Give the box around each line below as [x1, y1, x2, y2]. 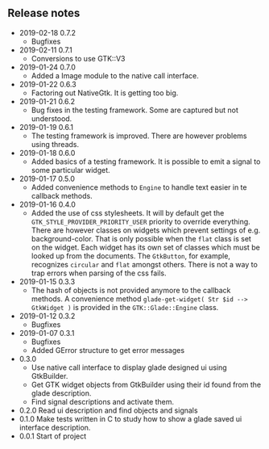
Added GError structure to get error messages [31, 345, 185, 355]
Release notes [7, 6, 81, 20]
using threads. [31, 139, 80, 149]
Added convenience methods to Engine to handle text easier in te [31, 182, 247, 192]
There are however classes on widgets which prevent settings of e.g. [31, 225, 261, 235]
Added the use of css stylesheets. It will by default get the [31, 208, 225, 217]
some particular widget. [31, 165, 110, 174]
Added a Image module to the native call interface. [31, 70, 199, 80]
